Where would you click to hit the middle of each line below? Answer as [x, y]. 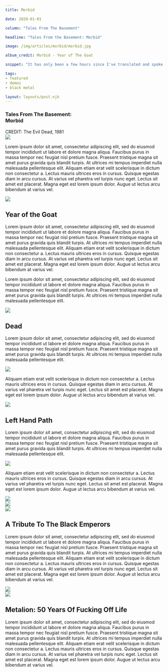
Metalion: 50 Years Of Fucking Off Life [66, 610]
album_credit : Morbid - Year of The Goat [49, 55]
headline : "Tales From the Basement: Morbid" [54, 37]
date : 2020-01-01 [23, 19]
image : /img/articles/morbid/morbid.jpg [48, 46]
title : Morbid [20, 10]
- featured [17, 78]
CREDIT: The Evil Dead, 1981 [34, 132]
